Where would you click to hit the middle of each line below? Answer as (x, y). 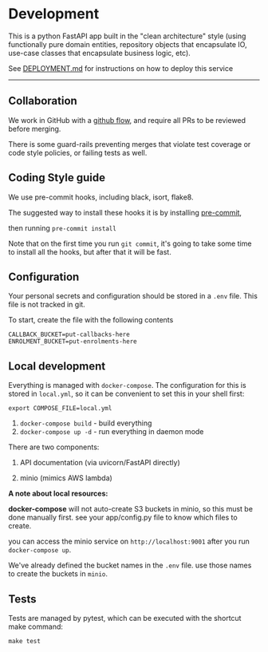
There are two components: (54, 447)
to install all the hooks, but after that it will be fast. (90, 251)
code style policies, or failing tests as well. (78, 152)
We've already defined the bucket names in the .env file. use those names (130, 565)
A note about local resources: (58, 494)
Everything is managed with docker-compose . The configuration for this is (127, 385)
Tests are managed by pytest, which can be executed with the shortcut (125, 618)
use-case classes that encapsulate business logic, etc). (100, 53)
